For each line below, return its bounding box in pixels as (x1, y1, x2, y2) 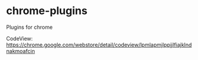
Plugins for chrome (6, 24, 53, 31)
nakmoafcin (6, 47, 35, 54)
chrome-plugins (6, 4, 88, 18)
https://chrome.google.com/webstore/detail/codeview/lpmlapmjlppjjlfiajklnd (6, 41, 192, 48)
